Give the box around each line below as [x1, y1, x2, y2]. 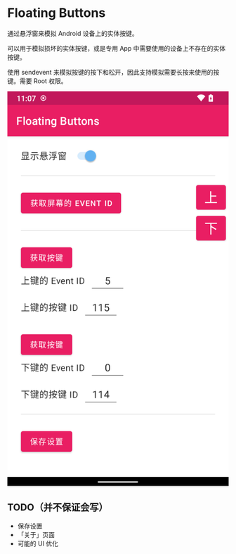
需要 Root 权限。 [19, 76, 68, 85]
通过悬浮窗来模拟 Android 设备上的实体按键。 [7, 29, 138, 37]
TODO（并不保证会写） [7, 502, 108, 514]
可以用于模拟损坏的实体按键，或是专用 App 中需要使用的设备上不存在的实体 [7, 44, 226, 52]
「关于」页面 [17, 530, 55, 538]
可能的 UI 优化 [17, 539, 58, 548]
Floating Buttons [7, 5, 106, 21]
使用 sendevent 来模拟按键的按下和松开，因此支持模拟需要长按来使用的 [7, 68, 214, 76]
